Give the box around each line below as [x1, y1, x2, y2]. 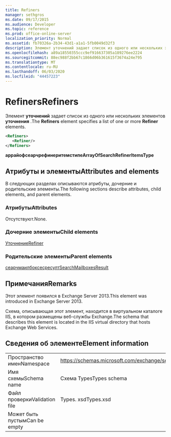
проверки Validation [8, 396, 55, 403]
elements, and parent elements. [5, 191, 72, 198]
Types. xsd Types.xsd [60, 396, 111, 403]
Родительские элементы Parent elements [5, 253, 112, 260]
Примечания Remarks [5, 279, 77, 288]
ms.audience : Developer [5, 21, 56, 27]
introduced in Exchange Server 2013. [5, 298, 83, 304]
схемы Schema [8, 375, 44, 382]
